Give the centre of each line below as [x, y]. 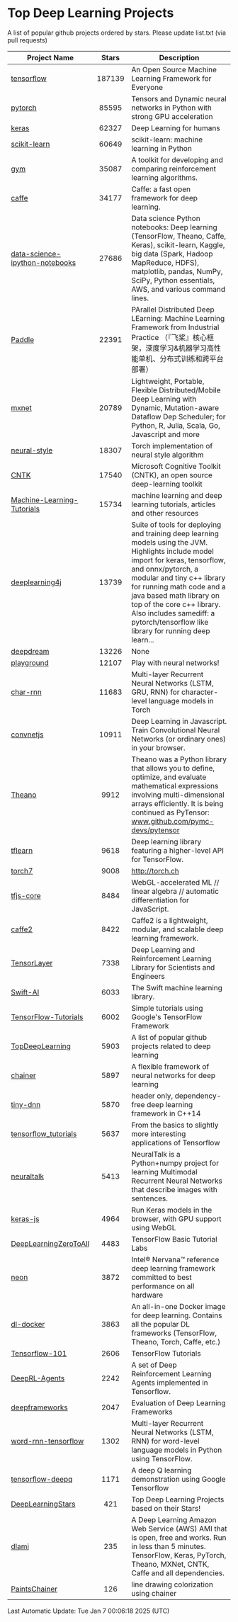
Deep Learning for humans [176, 127]
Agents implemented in [170, 1383]
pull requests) [28, 40]
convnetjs [27, 735]
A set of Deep [154, 1365]
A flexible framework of [170, 1066]
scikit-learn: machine [167, 140]
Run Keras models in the [172, 1210]
